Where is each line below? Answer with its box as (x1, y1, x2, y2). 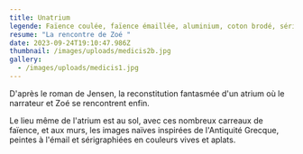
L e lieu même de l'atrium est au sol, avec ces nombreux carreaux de (9, 114, 263, 126)
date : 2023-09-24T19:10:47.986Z (9, 38, 131, 48)
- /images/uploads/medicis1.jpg (17, 64, 140, 73)
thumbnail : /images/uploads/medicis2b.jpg (9, 47, 171, 56)
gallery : (9, 55, 42, 64)
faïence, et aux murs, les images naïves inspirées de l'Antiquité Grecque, (9, 124, 280, 135)
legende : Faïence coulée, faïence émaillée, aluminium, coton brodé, (9, 22, 277, 31)
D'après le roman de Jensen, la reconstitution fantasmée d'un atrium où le (9, 87, 285, 99)
